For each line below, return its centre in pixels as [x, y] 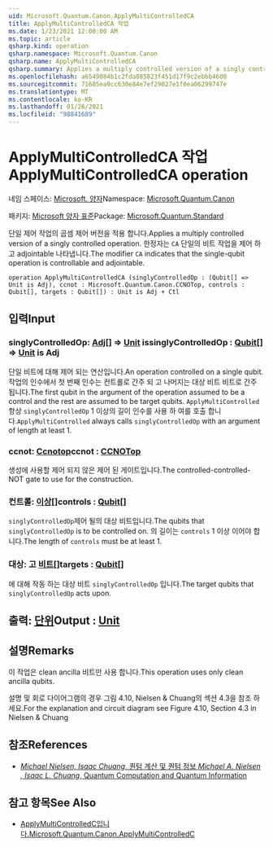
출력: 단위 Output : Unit [64, 620]
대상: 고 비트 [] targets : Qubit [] [66, 564]
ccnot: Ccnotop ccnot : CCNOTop [75, 451]
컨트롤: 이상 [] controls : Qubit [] [67, 502]
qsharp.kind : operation [49, 46]
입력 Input [32, 319]
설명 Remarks [41, 651]
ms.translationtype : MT [49, 92]
